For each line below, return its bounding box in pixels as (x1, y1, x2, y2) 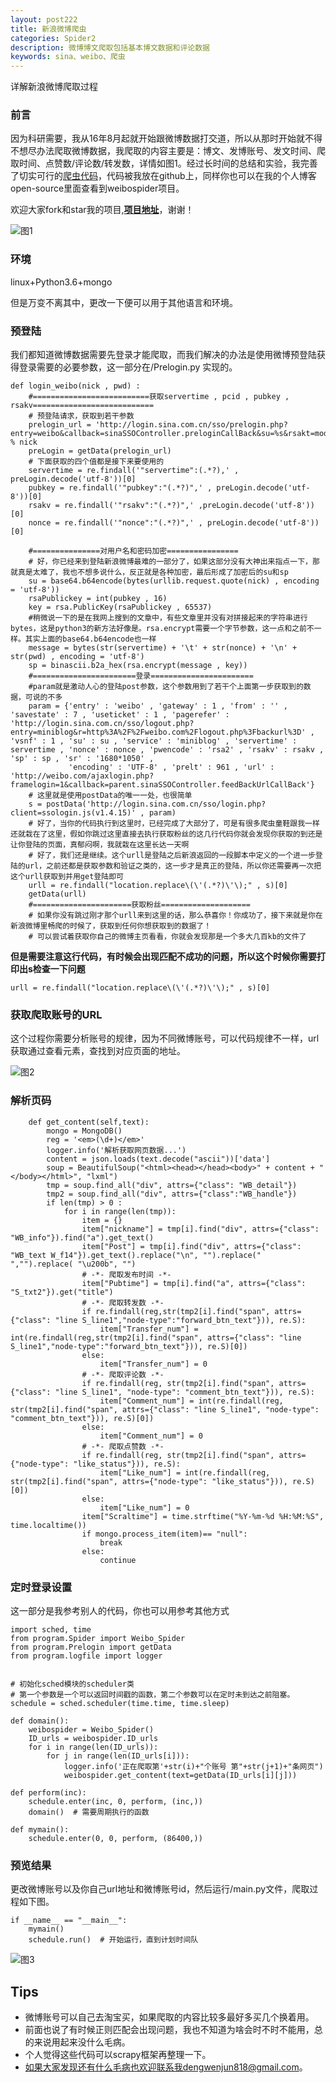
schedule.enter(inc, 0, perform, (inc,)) (28, 1796, 203, 1806)
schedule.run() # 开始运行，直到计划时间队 (28, 1935, 199, 1945)
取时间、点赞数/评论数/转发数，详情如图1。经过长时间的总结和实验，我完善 (10, 157, 318, 170)
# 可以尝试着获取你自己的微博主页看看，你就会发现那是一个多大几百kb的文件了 (28, 932, 307, 942)
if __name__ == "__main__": (10, 1916, 128, 1926)
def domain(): (10, 1716, 70, 1726)
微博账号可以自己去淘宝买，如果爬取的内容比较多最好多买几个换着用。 (24, 2011, 315, 2023)
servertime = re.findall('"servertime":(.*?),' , (28, 466, 240, 476)
